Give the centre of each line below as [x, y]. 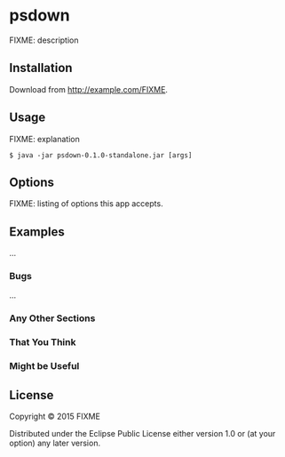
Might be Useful [44, 366]
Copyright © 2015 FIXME [55, 417]
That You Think [43, 342]
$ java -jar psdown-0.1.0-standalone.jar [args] [101, 155]
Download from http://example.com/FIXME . [89, 89]
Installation [41, 68]
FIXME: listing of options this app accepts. [86, 204]
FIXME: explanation [44, 139]
